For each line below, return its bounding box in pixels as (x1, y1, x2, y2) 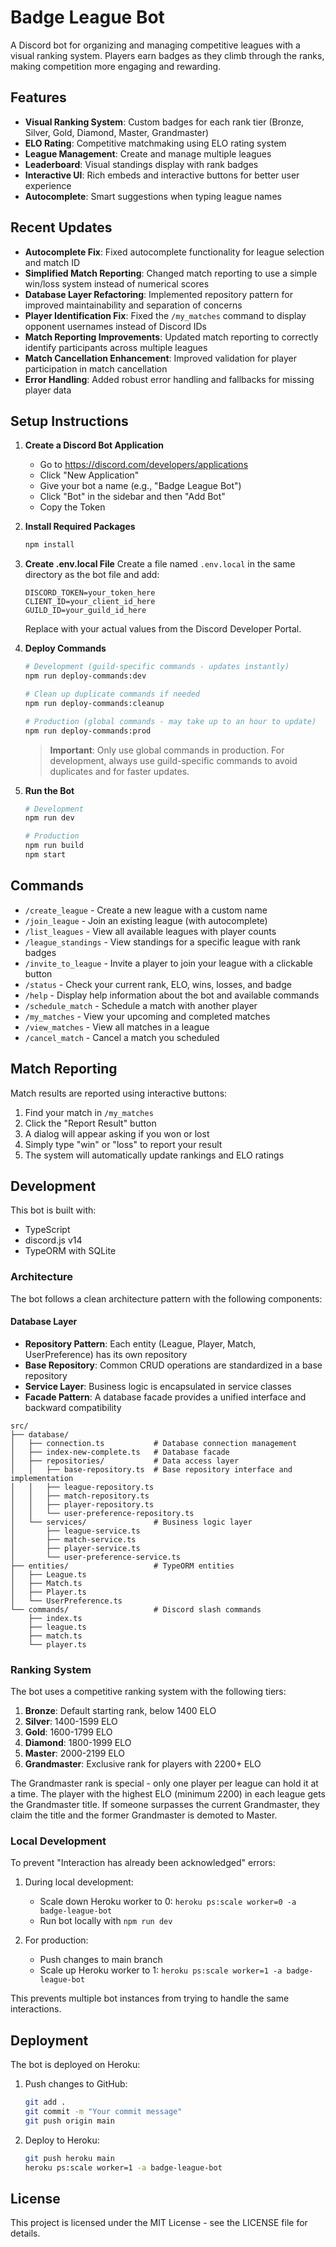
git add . (24, 2097, 67, 2108)
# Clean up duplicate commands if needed (24, 689, 200, 699)
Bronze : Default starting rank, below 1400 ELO (24, 1705, 217, 1717)
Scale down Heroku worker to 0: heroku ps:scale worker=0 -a (39, 1896, 297, 1908)
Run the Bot (24, 784, 75, 796)
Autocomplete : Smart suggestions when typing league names (24, 190, 282, 202)
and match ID (24, 256, 81, 268)
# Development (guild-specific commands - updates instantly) (24, 662, 290, 672)
